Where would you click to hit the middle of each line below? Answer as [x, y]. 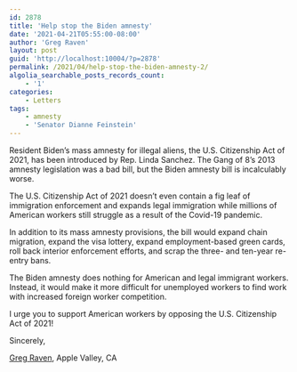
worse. [22, 178]
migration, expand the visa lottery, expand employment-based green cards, [148, 242]
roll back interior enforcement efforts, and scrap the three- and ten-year [141, 251]
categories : [31, 92]
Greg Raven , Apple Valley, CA [63, 358]
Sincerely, [28, 340]
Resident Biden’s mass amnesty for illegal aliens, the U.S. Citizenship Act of [147, 150]
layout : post [33, 51]
